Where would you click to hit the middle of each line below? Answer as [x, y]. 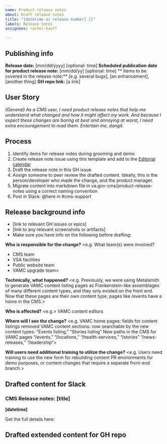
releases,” [16, 342]
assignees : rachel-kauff [31, 29]
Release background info [45, 212]
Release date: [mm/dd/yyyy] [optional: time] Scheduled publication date [81, 65]
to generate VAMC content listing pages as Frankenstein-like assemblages [82, 285]
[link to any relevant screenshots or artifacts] [59, 230]
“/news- [149, 337]
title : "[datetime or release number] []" [50, 19]
